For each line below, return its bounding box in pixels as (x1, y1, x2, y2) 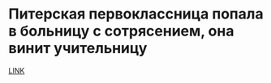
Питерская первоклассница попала (8, 5, 264, 23)
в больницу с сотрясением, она (8, 22, 234, 40)
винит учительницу (8, 39, 148, 57)
